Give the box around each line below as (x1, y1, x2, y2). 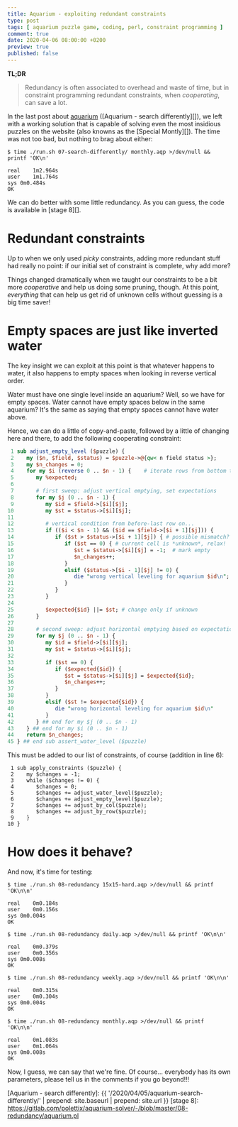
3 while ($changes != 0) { (10, 777, 100, 784)
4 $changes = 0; (10, 784, 78, 791)
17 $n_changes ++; (7, 553, 115, 561)
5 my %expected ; (10, 474, 78, 481)
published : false (7, 50, 59, 57)
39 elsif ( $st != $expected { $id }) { (7, 698, 144, 705)
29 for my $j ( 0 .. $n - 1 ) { (7, 632, 115, 639)
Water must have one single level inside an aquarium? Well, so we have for (7, 390, 225, 398)
